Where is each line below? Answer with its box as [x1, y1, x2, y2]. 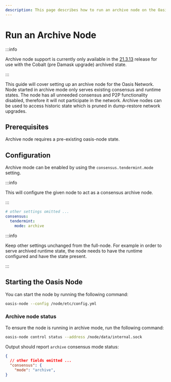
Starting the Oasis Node [5, 278, 83, 286]
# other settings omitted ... [5, 209, 70, 214]
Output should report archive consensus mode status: [5, 343, 119, 349]
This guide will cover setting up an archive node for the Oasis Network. [5, 81, 154, 87]
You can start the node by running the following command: [5, 291, 129, 297]
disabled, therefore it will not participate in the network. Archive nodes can [5, 97, 162, 103]
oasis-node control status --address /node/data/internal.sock [5, 334, 142, 339]
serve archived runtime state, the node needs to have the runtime [5, 247, 142, 254]
